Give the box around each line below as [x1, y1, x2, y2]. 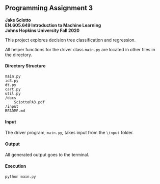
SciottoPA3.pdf [14, 100, 45, 105]
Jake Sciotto [5, 17, 31, 23]
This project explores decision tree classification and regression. [5, 37, 136, 43]
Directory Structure [5, 63, 46, 69]
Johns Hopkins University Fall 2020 [5, 27, 80, 33]
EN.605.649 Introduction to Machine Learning [5, 22, 102, 28]
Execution [5, 163, 26, 169]
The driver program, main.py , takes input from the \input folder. [5, 130, 134, 136]
